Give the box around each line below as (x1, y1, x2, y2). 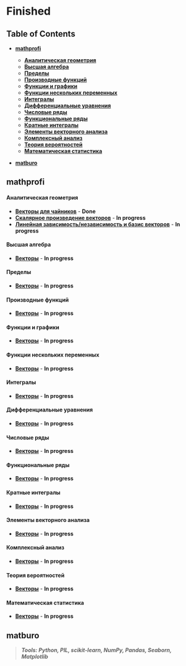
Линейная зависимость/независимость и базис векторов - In (15, 220, 181, 228)
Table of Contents (6, 29, 76, 39)
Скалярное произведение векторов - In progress (15, 214, 146, 221)
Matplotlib (21, 653, 49, 661)
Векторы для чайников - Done (15, 208, 96, 215)
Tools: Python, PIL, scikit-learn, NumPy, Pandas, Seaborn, (21, 646, 172, 654)
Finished (6, 4, 51, 18)
